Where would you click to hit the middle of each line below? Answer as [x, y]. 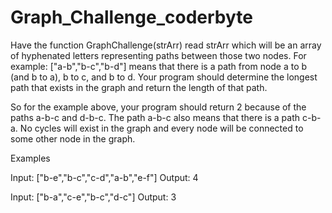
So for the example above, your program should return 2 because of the [158, 107]
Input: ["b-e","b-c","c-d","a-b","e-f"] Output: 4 [104, 177]
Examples [30, 158]
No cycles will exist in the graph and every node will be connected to [161, 128]
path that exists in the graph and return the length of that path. [139, 87]
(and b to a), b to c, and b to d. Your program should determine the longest [164, 77]
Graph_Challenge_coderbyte [131, 17]
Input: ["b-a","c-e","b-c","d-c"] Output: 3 [93, 197]
